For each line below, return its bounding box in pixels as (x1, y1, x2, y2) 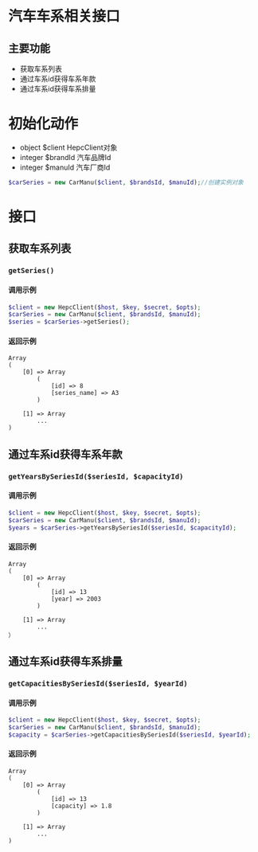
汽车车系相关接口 (8, 7, 121, 25)
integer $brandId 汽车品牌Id (19, 152, 111, 162)
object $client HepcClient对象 (19, 143, 118, 152)
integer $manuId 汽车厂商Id (19, 162, 111, 172)
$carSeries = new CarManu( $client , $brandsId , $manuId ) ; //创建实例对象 (8, 178, 244, 186)
